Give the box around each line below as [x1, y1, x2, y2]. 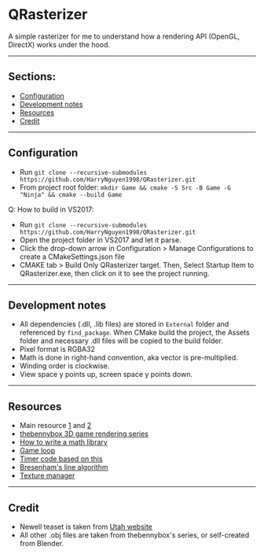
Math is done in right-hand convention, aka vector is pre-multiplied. [19, 353, 238, 363]
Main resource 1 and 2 [19, 421, 92, 430]
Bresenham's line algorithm [19, 463, 108, 472]
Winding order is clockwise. [19, 361, 110, 371]
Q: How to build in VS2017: [8, 205, 94, 214]
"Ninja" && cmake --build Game [19, 190, 123, 198]
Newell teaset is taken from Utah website [19, 522, 153, 531]
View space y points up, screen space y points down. [19, 370, 192, 379]
